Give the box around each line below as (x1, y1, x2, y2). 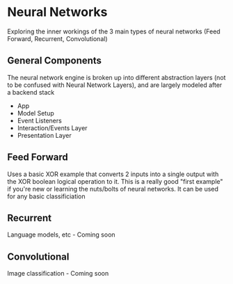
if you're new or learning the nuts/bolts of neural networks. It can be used (7, 184, 219, 193)
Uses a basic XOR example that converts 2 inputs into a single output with (7, 170, 219, 178)
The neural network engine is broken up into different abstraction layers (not (7, 73, 226, 81)
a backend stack (7, 88, 55, 96)
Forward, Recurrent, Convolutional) (7, 34, 108, 42)
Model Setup (17, 109, 54, 117)
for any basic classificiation (7, 192, 86, 200)
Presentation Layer (17, 131, 72, 139)
